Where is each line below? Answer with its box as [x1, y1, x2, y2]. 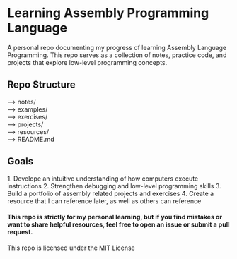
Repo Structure [7, 79, 76, 91]
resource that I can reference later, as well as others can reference [7, 196, 202, 205]
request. [7, 228, 33, 236]
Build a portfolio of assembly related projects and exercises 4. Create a [7, 189, 214, 198]
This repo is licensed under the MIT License [7, 243, 136, 252]
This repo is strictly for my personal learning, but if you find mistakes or [7, 213, 223, 222]
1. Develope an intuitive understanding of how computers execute [7, 174, 199, 183]
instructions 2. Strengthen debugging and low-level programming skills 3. [7, 181, 221, 190]
